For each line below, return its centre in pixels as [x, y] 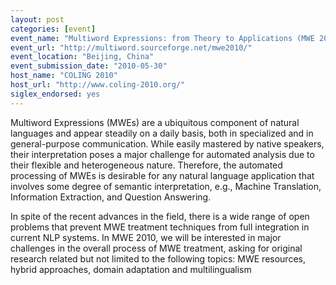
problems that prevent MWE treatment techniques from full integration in [160, 227]
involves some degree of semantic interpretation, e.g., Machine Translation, [166, 186]
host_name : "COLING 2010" [64, 76]
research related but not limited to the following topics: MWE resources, [158, 258]
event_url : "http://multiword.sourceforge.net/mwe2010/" [131, 47]
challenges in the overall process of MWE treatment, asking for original [156, 248]
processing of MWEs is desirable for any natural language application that [162, 175]
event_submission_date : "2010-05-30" [89, 66]
